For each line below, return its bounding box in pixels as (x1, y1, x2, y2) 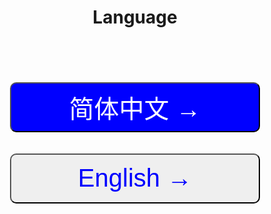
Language (92, 6, 178, 29)
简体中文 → (68, 94, 202, 123)
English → (77, 164, 193, 193)
